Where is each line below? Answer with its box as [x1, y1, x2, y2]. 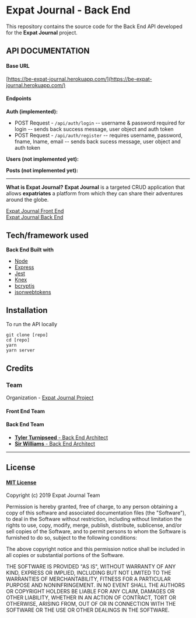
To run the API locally [6, 321, 57, 328]
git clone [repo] [6, 332, 48, 338]
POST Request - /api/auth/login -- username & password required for [14, 119, 185, 126]
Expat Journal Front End [6, 207, 64, 214]
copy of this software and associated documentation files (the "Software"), [6, 509, 187, 516]
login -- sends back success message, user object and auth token [14, 125, 174, 132]
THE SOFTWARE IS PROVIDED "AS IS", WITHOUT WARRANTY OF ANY [6, 563, 176, 570]
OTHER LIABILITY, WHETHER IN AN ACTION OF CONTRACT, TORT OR [6, 594, 176, 601]
